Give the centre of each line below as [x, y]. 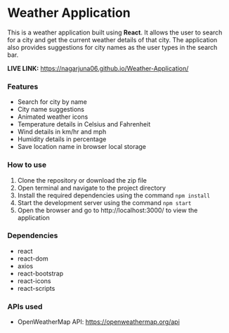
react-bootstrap [40, 273]
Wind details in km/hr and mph [62, 132]
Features [23, 86]
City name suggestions [51, 110]
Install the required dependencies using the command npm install [114, 195]
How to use [27, 165]
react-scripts [36, 288]
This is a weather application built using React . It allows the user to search [115, 32]
